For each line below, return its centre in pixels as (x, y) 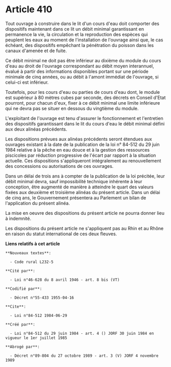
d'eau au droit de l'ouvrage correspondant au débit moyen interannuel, (80, 66)
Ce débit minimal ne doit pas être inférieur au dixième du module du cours (83, 60)
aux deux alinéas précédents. (36, 129)
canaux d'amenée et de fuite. (36, 51)
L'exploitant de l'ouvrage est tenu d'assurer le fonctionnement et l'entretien (84, 118)
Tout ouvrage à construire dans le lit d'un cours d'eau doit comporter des (82, 23)
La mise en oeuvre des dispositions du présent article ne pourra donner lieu (85, 213)
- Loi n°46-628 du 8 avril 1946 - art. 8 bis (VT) (65, 280)
